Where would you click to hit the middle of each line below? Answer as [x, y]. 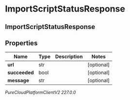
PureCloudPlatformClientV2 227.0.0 [41, 92]
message [18, 81]
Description [69, 57]
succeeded [21, 72]
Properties [21, 43]
